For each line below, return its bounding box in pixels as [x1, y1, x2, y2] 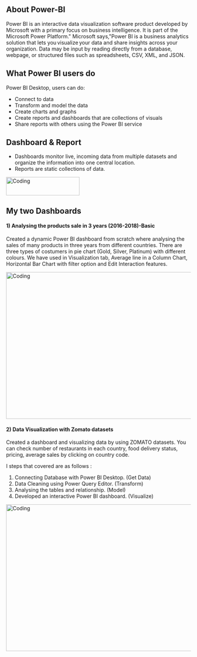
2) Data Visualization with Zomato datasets [6, 426, 114, 433]
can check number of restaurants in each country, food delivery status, [6, 445, 178, 452]
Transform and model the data [14, 102, 88, 109]
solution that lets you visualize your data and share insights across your [6, 39, 178, 46]
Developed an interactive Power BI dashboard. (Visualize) [14, 493, 154, 500]
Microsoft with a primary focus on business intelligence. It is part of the [6, 26, 178, 33]
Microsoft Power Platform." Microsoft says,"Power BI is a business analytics [6, 32, 189, 40]
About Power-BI [6, 5, 66, 15]
